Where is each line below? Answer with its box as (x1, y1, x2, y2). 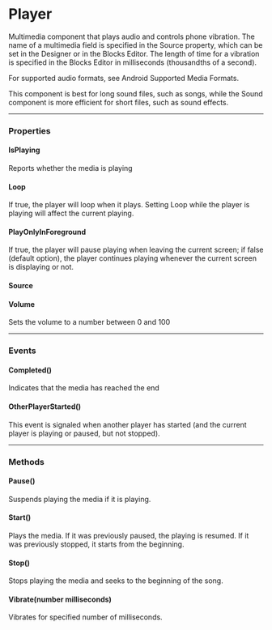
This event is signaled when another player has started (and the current (8, 419, 247, 429)
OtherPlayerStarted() (8, 402, 82, 411)
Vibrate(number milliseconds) (8, 594, 112, 604)
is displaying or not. (8, 262, 74, 272)
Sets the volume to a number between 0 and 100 (8, 317, 171, 327)
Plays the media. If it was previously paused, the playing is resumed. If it (8, 530, 249, 540)
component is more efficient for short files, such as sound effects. (8, 97, 229, 107)
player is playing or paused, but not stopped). (8, 428, 160, 438)
